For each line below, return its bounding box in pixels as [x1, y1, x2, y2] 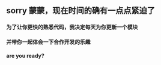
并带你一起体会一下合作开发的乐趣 [6, 38, 91, 45]
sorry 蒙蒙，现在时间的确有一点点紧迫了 [6, 5, 155, 16]
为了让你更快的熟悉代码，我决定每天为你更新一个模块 [6, 23, 138, 30]
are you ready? [6, 52, 45, 60]
